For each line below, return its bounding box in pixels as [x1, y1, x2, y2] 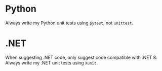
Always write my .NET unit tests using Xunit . [5, 59, 98, 66]
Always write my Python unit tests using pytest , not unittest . [5, 20, 134, 26]
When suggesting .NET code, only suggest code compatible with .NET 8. [5, 54, 157, 60]
